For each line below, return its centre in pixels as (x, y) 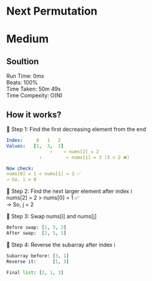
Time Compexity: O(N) (34, 95)
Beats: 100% (22, 83)
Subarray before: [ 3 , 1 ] (38, 256)
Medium (27, 39)
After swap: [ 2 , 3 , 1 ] (36, 233)
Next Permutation (52, 11)
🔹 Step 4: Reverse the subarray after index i (61, 245)
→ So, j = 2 (20, 204)
